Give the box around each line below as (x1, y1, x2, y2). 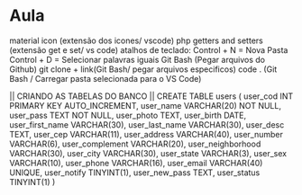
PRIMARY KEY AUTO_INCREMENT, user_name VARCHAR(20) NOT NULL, (9, 100, 282, 111)
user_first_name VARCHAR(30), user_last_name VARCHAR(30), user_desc (9, 119, 285, 130)
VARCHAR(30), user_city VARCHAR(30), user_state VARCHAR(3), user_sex (9, 147, 287, 158)
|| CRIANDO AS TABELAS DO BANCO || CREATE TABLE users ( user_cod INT (9, 91, 294, 102)
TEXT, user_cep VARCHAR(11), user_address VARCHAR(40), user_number (9, 129, 284, 139)
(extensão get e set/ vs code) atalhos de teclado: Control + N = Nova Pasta (9, 44, 288, 55)
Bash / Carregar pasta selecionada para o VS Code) (9, 73, 202, 84)
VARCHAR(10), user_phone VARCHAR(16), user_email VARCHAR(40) (9, 157, 263, 168)
